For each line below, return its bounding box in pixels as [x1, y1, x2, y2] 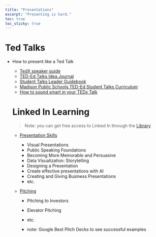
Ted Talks [5, 42, 45, 53]
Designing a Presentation [27, 163, 78, 169]
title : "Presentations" [5, 7, 54, 12]
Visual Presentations [27, 142, 69, 148]
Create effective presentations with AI [27, 168, 104, 174]
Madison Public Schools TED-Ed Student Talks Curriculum [19, 84, 138, 90]
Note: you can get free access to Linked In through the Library [24, 123, 151, 129]
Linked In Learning [12, 107, 90, 118]
